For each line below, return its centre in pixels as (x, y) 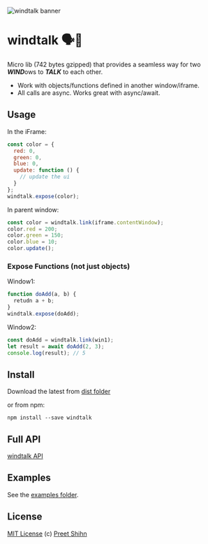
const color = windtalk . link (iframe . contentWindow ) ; (86, 222)
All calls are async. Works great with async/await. (89, 93)
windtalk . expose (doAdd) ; (43, 314)
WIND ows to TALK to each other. (55, 72)
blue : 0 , (26, 164)
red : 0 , (25, 151)
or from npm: (26, 405)
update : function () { (46, 170)
